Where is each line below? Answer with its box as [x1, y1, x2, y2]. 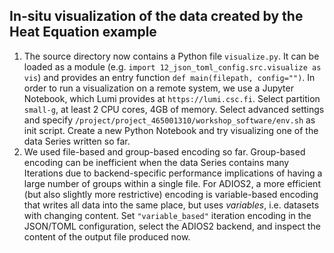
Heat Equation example [9, 24, 157, 41]
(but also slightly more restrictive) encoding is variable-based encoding [23, 188, 319, 200]
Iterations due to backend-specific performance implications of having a [23, 167, 323, 179]
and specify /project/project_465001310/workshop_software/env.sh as [23, 114, 316, 126]
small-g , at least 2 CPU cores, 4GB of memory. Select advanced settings [23, 103, 325, 115]
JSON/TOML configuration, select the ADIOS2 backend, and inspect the [23, 220, 321, 232]
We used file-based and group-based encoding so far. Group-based [23, 145, 306, 158]
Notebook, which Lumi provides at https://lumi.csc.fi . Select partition [23, 92, 321, 104]
